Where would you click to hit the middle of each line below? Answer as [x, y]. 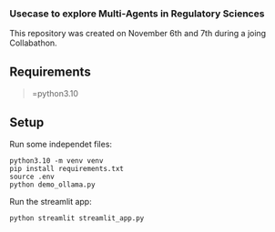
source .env [32, 177]
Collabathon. [33, 43]
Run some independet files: [61, 144]
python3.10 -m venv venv [56, 161]
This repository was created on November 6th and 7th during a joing [138, 34]
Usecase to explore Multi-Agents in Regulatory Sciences [137, 14]
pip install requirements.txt [67, 168]
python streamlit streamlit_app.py [77, 218]
